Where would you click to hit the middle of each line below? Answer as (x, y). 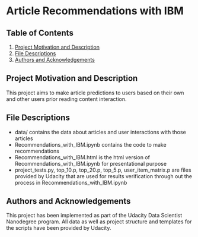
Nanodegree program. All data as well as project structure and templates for (99, 222)
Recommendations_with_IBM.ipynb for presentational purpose (91, 163)
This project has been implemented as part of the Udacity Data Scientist (94, 216)
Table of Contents (40, 33)
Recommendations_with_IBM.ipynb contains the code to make (91, 144)
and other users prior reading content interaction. (66, 99)
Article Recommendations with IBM (95, 11)
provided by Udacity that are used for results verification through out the (103, 176)
